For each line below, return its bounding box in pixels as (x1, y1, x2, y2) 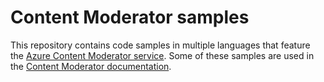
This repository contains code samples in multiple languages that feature (10, 39, 311, 51)
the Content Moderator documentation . (10, 60, 172, 72)
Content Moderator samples (10, 6, 250, 29)
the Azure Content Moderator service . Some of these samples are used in (10, 49, 315, 61)
